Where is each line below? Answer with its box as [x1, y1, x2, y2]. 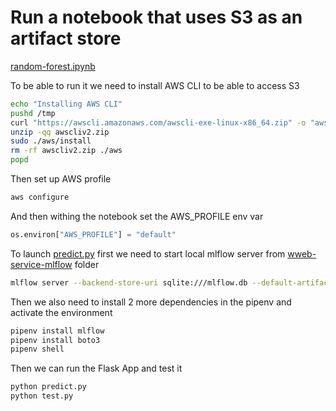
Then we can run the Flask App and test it [10, 362, 183, 375]
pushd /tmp [10, 108, 56, 118]
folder [74, 258, 100, 270]
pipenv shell [10, 344, 65, 355]
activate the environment [10, 306, 113, 318]
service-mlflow [10, 258, 73, 270]
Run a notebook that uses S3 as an [10, 6, 303, 29]
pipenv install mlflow [10, 326, 105, 336]
